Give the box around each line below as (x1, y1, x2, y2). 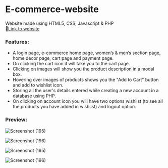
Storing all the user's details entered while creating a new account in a (12, 88, 159, 94)
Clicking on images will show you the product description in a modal (12, 66, 155, 72)
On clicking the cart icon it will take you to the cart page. (12, 61, 130, 67)
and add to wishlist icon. (12, 82, 64, 88)
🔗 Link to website (5, 25, 40, 31)
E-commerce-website (5, 4, 99, 15)
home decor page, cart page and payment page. (12, 55, 114, 61)
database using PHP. (12, 93, 57, 99)
